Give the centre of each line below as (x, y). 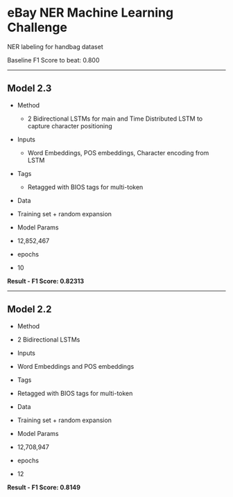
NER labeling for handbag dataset (55, 46)
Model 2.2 (29, 309)
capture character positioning (70, 125)
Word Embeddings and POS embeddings (76, 366)
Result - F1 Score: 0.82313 (46, 281)
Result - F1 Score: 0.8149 (44, 487)
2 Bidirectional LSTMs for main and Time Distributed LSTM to (115, 119)
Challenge (37, 27)
